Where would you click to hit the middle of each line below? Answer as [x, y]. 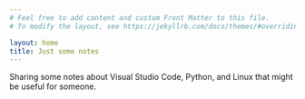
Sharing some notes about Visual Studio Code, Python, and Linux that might [151, 77]
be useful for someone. [53, 86]
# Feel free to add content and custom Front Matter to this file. [140, 18]
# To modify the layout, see [64, 26]
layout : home [34, 43]
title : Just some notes [54, 51]
